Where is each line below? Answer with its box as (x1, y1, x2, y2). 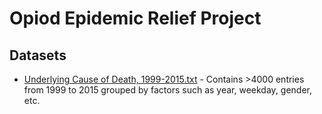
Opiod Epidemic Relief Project (9, 7, 262, 30)
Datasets (9, 47, 67, 64)
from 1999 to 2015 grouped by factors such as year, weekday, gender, (23, 84, 312, 96)
